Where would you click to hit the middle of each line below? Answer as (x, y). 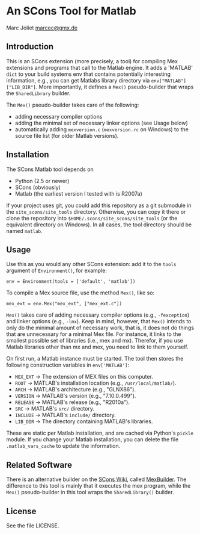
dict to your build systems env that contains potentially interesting (89, 74)
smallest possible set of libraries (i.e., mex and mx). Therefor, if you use (95, 341)
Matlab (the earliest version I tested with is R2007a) (78, 193)
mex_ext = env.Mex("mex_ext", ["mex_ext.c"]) (64, 304)
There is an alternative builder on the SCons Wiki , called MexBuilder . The (96, 479)
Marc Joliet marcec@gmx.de (42, 28)
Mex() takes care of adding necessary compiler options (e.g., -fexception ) (98, 315)
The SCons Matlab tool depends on (50, 169)
